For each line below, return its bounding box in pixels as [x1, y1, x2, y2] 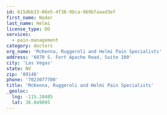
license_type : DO [6, 26, 51, 32]
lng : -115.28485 [12, 94, 53, 100]
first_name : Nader [6, 15, 53, 21]
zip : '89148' [6, 71, 40, 77]
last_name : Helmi [6, 20, 51, 26]
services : [6, 32, 32, 38]
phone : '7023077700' [6, 77, 59, 83]
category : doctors [6, 43, 53, 49]
